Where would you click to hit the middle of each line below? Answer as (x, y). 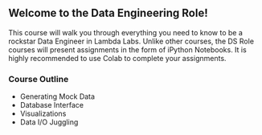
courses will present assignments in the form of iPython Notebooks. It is (127, 49)
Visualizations (43, 114)
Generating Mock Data (57, 96)
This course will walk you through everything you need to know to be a (126, 32)
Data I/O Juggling (49, 122)
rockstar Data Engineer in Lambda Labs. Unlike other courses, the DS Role (131, 41)
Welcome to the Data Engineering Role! (108, 13)
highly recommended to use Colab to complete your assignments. (117, 58)
